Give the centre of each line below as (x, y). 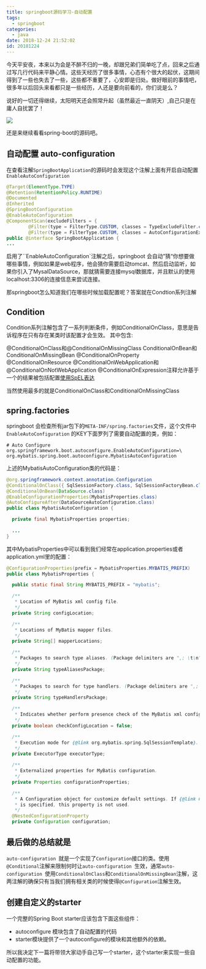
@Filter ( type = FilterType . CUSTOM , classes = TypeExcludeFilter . (114, 227)
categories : (21, 29)
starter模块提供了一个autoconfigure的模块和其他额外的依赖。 (92, 939)
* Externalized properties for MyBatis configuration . (86, 771)
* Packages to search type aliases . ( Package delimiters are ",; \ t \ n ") (109, 658)
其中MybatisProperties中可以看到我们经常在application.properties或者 (95, 549)
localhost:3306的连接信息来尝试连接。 (55, 279)
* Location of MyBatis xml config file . (67, 602)
